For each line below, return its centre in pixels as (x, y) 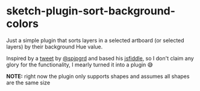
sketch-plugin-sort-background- (91, 11)
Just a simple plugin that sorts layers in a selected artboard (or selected (95, 40)
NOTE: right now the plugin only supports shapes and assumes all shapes (98, 76)
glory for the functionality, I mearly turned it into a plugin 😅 (80, 65)
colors (23, 24)
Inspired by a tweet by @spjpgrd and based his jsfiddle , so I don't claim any (100, 58)
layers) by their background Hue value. (55, 47)
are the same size (28, 83)
